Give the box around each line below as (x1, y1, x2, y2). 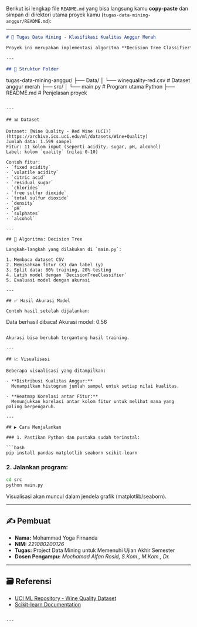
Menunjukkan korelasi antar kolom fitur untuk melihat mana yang (11, 398, 175, 404)
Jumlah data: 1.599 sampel (6, 138, 72, 144)
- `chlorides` (6, 185, 41, 191)
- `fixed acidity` (6, 164, 51, 170)
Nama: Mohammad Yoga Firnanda (14, 534, 98, 541)
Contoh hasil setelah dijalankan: (6, 308, 91, 314)
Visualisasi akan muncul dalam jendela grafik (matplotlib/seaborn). (6, 493, 167, 500)
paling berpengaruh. (6, 404, 57, 409)
